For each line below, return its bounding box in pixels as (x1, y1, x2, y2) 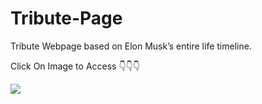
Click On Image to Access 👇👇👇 (10, 60, 141, 72)
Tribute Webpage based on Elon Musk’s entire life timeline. (10, 40, 252, 52)
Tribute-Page (10, 7, 123, 30)
